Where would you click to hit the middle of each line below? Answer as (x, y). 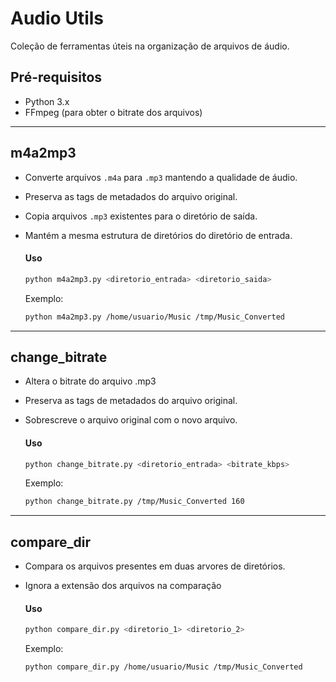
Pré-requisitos (56, 77)
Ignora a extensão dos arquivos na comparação (123, 586)
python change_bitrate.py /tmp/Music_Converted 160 (134, 502)
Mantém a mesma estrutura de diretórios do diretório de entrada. (158, 235)
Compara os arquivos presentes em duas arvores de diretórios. (155, 566)
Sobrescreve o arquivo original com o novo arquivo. (131, 420)
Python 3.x (47, 101)
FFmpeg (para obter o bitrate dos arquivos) (113, 112)
